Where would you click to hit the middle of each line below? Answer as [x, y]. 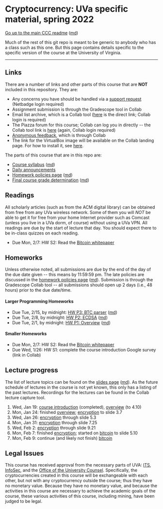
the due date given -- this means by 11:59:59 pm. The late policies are [75, 274]
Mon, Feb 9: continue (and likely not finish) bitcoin [62, 438]
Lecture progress [32, 370]
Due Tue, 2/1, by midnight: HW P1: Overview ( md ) [61, 322]
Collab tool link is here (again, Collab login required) [64, 130]
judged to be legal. [24, 501]
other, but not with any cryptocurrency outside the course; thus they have [79, 481]
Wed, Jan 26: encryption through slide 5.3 [54, 417]
